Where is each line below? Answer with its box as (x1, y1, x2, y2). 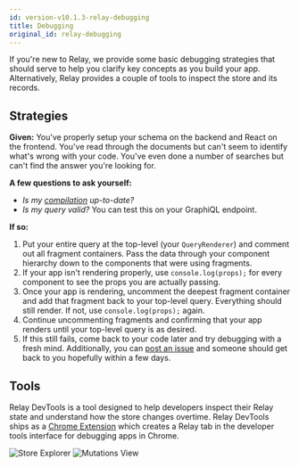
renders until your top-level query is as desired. (21, 324, 197, 335)
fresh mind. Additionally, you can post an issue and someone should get (21, 343, 288, 354)
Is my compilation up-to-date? (21, 195, 135, 206)
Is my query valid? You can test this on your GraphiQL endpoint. (21, 204, 257, 215)
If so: (9, 222, 29, 233)
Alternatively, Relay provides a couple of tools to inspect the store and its (9, 73, 278, 84)
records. (9, 82, 40, 94)
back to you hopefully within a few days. (21, 353, 171, 364)
